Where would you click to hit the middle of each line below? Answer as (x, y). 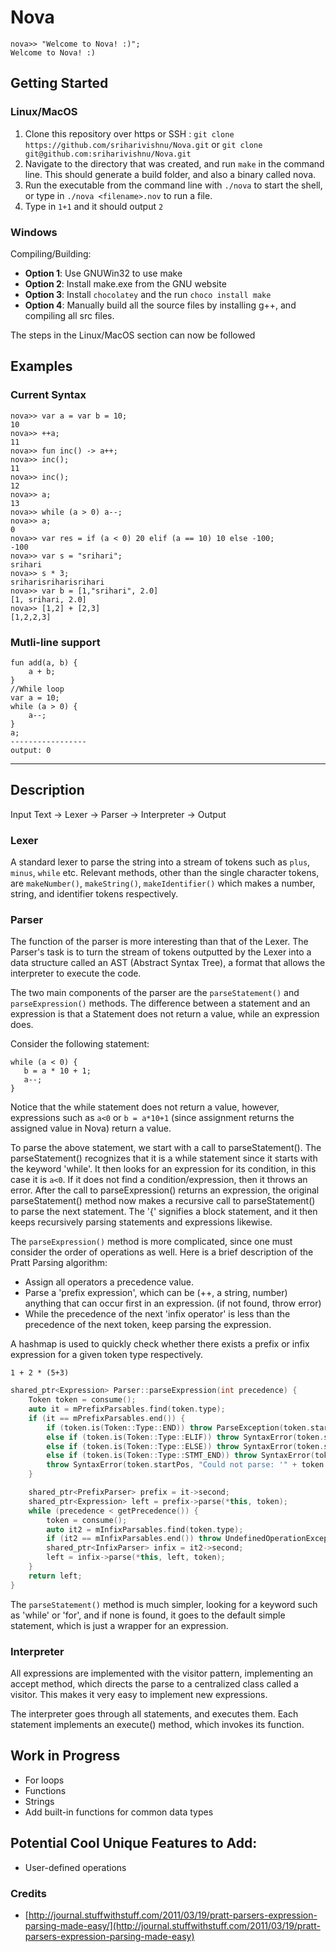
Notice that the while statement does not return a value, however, (145, 1107)
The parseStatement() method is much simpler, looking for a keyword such (164, 1604)
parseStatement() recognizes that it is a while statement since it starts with (164, 1158)
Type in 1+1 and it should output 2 (94, 206)
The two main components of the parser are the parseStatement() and (155, 993)
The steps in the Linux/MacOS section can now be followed (133, 335)
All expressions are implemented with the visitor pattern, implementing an (161, 1673)
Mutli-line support (55, 642)
